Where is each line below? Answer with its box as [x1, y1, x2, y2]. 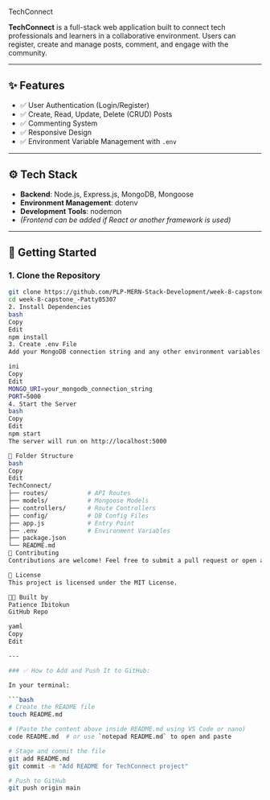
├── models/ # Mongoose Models [8, 497, 149, 505]
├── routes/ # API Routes [8, 489, 131, 497]
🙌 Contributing [8, 549, 59, 558]
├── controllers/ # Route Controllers [8, 504, 157, 512]
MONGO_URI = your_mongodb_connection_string [8, 385, 153, 393]
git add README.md [8, 754, 70, 763]
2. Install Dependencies [8, 303, 92, 311]
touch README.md [8, 711, 63, 719]
